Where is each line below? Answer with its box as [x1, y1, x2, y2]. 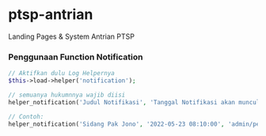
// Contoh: [8, 112, 44, 120]
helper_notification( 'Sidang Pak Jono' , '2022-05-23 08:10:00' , [8, 120, 225, 128]
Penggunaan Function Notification [8, 51, 143, 62]
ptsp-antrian [8, 6, 93, 24]
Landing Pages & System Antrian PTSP [8, 32, 135, 41]
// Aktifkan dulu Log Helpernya [8, 70, 115, 77]
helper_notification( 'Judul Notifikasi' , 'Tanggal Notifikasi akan [8, 98, 236, 106]
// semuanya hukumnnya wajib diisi [8, 91, 126, 99]
